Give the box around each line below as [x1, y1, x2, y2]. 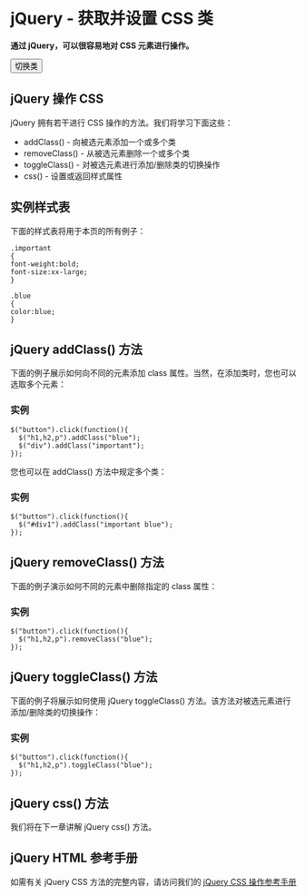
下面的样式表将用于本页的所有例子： [10, 225, 146, 236]
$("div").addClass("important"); [18, 441, 145, 450]
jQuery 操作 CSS [10, 92, 104, 107]
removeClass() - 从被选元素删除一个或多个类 [23, 147, 190, 159]
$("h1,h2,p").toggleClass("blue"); [18, 761, 153, 770]
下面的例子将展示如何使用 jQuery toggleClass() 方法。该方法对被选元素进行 [10, 695, 291, 706]
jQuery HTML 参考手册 [10, 851, 139, 866]
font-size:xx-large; [10, 267, 89, 277]
